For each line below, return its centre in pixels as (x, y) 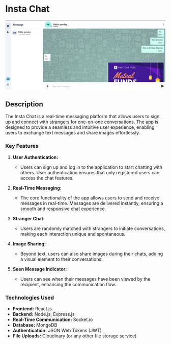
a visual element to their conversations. (61, 259)
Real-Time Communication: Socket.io (53, 319)
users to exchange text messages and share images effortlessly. (73, 133)
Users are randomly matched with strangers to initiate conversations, (93, 228)
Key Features (22, 146)
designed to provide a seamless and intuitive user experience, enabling (80, 127)
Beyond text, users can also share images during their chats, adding (92, 254)
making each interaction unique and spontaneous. (73, 234)
